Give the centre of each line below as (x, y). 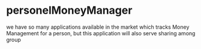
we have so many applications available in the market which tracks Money (98, 27)
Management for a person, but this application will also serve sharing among (101, 33)
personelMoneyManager (69, 10)
